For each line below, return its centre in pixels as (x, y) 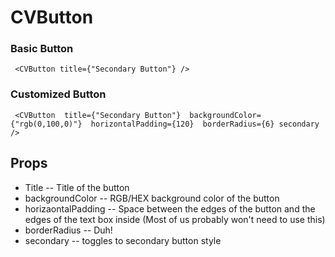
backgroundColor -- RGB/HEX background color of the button (152, 198)
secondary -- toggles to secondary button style (123, 240)
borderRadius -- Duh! (68, 230)
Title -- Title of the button (77, 187)
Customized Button (58, 94)
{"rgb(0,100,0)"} (46, 124)
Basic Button (42, 49)
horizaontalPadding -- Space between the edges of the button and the (170, 208)
